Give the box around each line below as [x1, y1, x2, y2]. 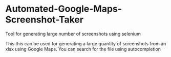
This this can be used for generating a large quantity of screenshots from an [5, 40, 166, 46]
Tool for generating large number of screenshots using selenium [5, 31, 141, 37]
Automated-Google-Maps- [5, 3, 122, 15]
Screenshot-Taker [5, 14, 83, 25]
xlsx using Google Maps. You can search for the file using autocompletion [5, 46, 161, 52]
